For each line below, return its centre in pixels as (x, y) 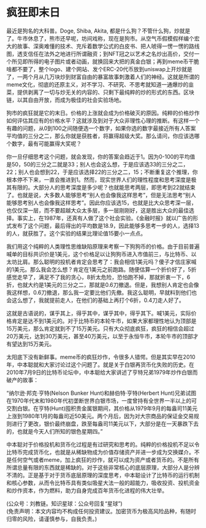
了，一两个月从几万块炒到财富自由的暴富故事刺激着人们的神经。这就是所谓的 (103, 77)
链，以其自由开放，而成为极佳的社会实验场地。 (65, 99)
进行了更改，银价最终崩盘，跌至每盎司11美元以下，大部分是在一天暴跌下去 (105, 424)
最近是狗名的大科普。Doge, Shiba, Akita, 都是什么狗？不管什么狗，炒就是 (98, 31)
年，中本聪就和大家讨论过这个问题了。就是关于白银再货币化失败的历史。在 (100, 364)
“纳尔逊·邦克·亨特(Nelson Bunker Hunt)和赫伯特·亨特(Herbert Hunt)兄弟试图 (101, 393)
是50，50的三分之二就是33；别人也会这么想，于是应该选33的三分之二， (97, 164)
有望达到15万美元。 (31, 344)
